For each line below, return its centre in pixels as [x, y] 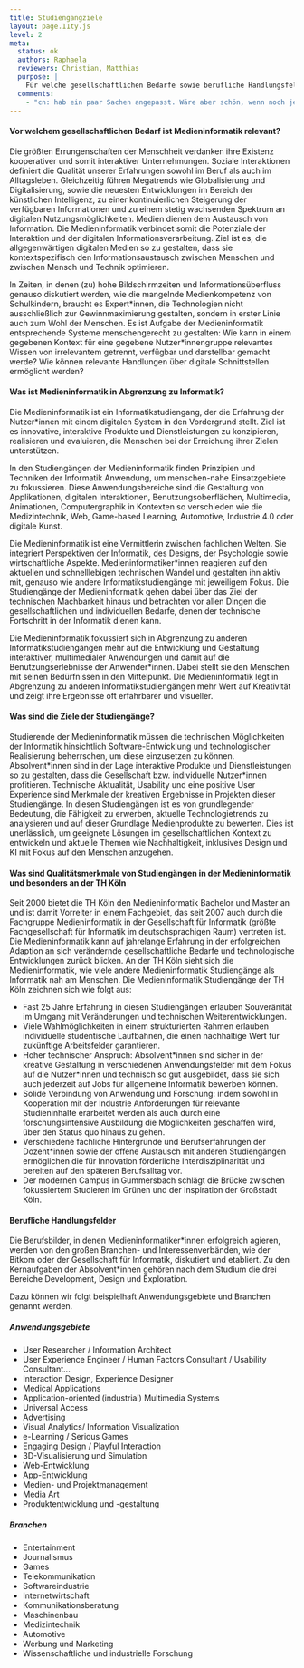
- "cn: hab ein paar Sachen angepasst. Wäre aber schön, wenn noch [155, 102]
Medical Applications [62, 1389]
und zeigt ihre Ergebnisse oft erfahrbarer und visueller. [111, 695]
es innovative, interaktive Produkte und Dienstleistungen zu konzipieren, [144, 431]
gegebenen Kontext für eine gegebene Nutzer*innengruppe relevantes [141, 342]
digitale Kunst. [36, 526]
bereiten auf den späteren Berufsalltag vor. [102, 1171]
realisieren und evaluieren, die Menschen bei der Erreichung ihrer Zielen [144, 441]
